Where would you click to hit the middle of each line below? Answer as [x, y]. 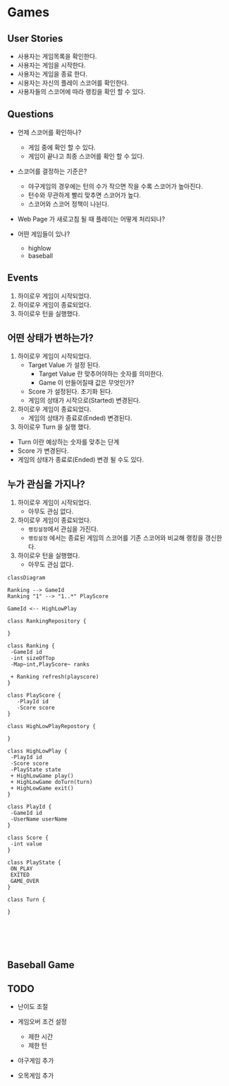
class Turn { [26, 900]
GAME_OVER [25, 882]
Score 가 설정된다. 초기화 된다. [70, 392]
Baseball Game [41, 965]
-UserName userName [39, 819]
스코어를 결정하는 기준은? [52, 171]
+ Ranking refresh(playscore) [55, 677]
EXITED [20, 875]
